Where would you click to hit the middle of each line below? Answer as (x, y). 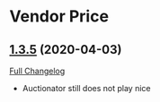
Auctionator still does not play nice (86, 88)
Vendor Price (59, 17)
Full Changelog (37, 71)
